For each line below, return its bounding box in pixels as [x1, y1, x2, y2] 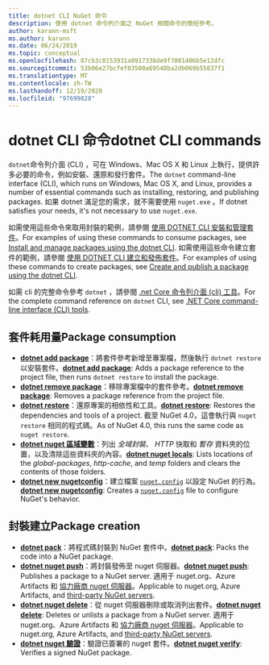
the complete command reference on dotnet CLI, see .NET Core [8, 296, 221, 306]
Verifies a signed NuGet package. [19, 647, 132, 657]
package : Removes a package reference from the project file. [19, 391, 226, 400]
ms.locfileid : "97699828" [8, 94, 95, 102]
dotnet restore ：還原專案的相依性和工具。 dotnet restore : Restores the [19, 401, 256, 409]
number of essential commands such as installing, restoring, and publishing [8, 187, 259, 197]
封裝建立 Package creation [8, 519, 141, 533]
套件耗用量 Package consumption [8, 330, 176, 343]
